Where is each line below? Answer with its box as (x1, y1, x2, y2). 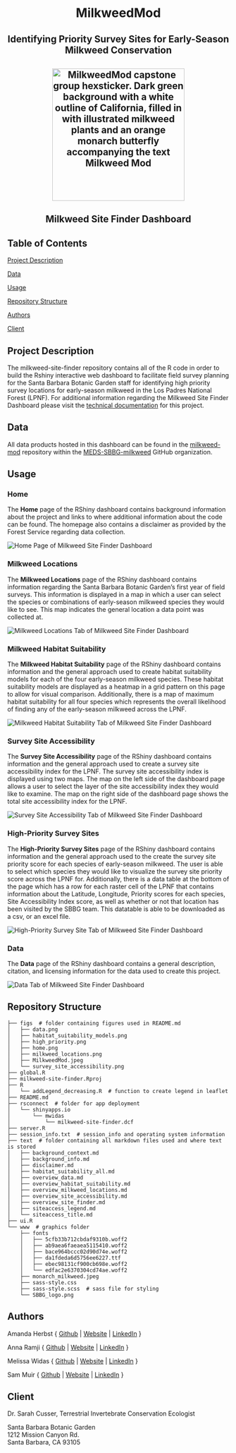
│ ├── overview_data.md (7, 1174, 83, 1181)
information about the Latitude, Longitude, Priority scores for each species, (7, 889, 225, 898)
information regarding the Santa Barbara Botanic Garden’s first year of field (7, 582, 225, 591)
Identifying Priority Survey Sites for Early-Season (7, 33, 230, 45)
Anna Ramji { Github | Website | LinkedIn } (7, 1343, 129, 1351)
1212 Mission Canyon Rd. (7, 1430, 80, 1439)
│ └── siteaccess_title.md (7, 1211, 93, 1218)
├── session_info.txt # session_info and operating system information (7, 1131, 225, 1138)
